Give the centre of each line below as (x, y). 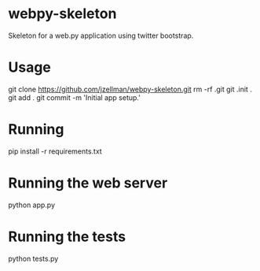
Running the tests (67, 236)
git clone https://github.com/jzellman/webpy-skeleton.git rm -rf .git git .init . (130, 89)
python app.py (32, 205)
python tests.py (33, 258)
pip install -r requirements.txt (55, 151)
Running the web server (88, 183)
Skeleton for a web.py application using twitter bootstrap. (101, 35)
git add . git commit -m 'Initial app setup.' (75, 97)
